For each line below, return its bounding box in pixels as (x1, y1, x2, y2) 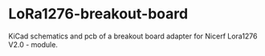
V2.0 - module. (8, 39, 59, 49)
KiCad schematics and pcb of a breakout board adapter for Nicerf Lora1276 (8, 31, 259, 41)
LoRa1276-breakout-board (8, 5, 189, 23)
